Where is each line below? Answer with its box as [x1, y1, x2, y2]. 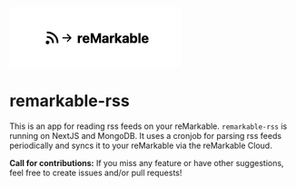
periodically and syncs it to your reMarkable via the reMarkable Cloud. [9, 140, 272, 151]
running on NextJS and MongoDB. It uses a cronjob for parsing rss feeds [9, 130, 282, 141]
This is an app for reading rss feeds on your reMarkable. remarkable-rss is [9, 121, 288, 132]
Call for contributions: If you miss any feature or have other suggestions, [9, 157, 284, 168]
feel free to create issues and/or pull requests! [9, 167, 183, 178]
